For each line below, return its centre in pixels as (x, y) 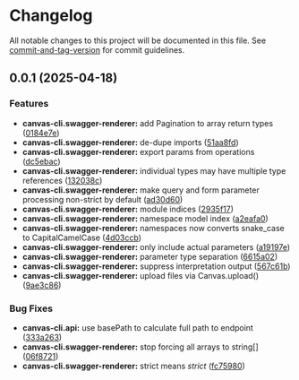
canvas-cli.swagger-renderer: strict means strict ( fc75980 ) (134, 366)
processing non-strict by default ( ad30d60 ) (103, 199)
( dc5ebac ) (41, 161)
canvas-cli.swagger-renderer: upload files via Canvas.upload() (141, 275)
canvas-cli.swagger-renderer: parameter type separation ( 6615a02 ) (150, 256)
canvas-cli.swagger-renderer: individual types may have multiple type (154, 170)
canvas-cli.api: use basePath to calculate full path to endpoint (137, 327)
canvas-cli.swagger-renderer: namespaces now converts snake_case (153, 228)
